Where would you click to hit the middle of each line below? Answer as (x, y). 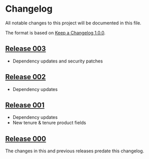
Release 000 (26, 138)
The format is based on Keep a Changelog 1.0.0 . (55, 33)
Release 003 (26, 49)
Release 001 (25, 105)
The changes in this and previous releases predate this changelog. (75, 151)
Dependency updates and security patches (58, 61)
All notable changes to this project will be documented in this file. (73, 23)
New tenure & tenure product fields (49, 123)
